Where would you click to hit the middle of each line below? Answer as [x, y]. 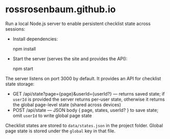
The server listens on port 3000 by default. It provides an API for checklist [83, 78]
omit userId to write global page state [52, 115]
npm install [24, 49]
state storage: [20, 84]
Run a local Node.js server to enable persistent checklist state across [78, 24]
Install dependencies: [35, 39]
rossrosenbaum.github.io [60, 9]
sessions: [15, 29]
